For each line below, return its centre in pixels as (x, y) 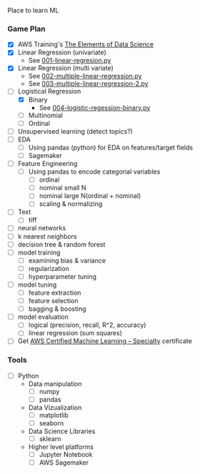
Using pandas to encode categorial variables (94, 172)
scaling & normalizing (71, 204)
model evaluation (43, 317)
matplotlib (54, 415)
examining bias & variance (67, 260)
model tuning (37, 285)
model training (39, 252)
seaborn (51, 423)
